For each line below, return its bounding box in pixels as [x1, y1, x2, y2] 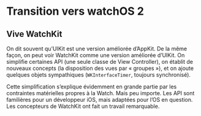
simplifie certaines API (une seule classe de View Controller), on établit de [6, 58, 193, 65]
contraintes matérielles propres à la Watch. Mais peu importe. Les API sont [6, 90, 195, 96]
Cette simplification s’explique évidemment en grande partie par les [6, 83, 177, 90]
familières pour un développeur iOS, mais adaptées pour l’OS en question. [6, 96, 193, 103]
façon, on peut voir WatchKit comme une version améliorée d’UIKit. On [6, 52, 185, 59]
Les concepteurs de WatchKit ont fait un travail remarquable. [6, 102, 160, 110]
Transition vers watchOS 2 [6, 4, 144, 18]
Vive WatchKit [6, 29, 63, 39]
